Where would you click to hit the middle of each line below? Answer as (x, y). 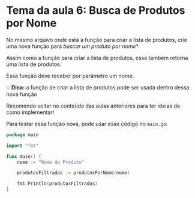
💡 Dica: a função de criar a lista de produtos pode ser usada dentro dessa (98, 87)
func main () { (24, 157)
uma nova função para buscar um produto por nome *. (73, 46)
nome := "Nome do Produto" (51, 162)
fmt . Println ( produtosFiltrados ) (57, 184)
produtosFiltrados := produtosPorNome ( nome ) (73, 173)
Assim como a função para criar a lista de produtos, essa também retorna (97, 58)
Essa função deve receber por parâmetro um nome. (70, 76)
